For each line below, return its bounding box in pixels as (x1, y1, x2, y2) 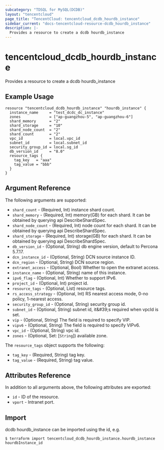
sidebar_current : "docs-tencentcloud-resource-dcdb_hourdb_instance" (5, 21, 151, 26)
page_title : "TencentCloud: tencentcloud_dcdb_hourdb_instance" (5, 16, 140, 21)
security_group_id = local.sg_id (9, 144, 78, 150)
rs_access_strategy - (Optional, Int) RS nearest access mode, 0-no (12, 290, 149, 296)
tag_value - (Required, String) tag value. (12, 357, 94, 363)
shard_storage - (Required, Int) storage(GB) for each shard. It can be (12, 233, 152, 239)
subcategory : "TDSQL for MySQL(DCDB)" (5, 7, 85, 12)
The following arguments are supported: (5, 197, 87, 203)
